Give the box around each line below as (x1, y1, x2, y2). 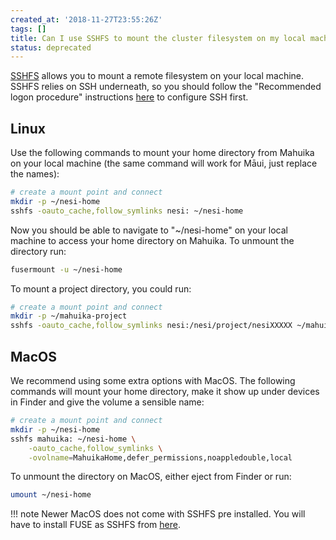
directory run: (10, 245, 67, 257)
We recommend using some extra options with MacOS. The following (10, 375, 296, 386)
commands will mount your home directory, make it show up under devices (10, 386, 320, 397)
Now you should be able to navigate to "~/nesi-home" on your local (10, 224, 288, 236)
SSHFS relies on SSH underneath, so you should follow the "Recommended (10, 81, 322, 93)
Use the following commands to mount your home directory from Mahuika (10, 147, 315, 159)
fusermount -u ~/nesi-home (10, 264, 123, 275)
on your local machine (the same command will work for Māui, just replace (10, 157, 318, 170)
